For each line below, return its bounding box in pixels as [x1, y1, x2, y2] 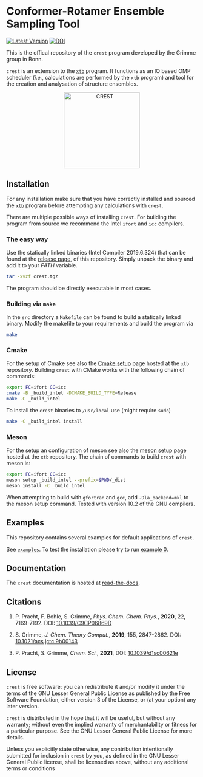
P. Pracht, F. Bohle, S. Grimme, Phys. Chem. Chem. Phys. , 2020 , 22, [15, 613, 186, 620]
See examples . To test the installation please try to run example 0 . [6, 546, 168, 553]
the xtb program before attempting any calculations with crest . [6, 202, 164, 209]
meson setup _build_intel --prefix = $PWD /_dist [6, 477, 126, 484]
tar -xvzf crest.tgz [6, 273, 59, 280]
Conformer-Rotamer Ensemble [6, 4, 165, 18]
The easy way [6, 235, 48, 244]
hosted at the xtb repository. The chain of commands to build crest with [6, 453, 187, 460]
